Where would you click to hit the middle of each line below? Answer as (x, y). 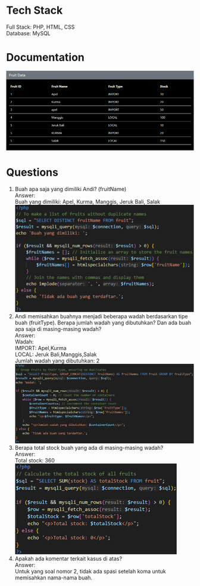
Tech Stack (35, 10)
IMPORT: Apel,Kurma (40, 348)
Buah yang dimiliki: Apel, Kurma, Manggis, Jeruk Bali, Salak (87, 201)
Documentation (46, 58)
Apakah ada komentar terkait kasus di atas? (68, 559)
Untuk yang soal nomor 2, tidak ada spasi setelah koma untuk (90, 571)
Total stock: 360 (35, 460)
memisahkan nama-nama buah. (54, 578)
